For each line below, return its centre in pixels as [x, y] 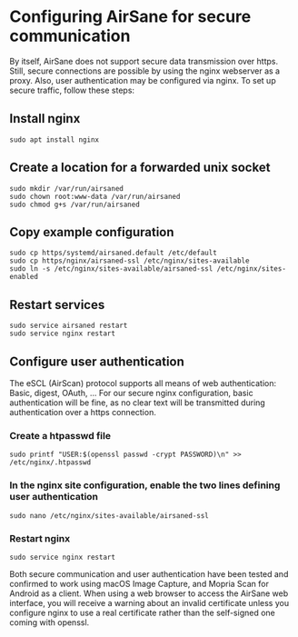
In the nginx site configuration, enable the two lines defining [145, 485]
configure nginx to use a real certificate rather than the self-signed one [142, 612]
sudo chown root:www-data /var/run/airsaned [95, 196]
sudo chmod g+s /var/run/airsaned [75, 204]
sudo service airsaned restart [69, 326]
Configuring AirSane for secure [130, 17]
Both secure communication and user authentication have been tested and [149, 573]
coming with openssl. [50, 622]
